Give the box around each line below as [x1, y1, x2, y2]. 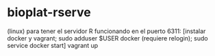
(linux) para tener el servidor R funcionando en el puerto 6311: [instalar [7, 27, 206, 35]
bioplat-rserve [7, 5, 91, 20]
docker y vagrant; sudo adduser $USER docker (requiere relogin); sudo [7, 34, 208, 42]
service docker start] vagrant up [7, 41, 99, 49]
